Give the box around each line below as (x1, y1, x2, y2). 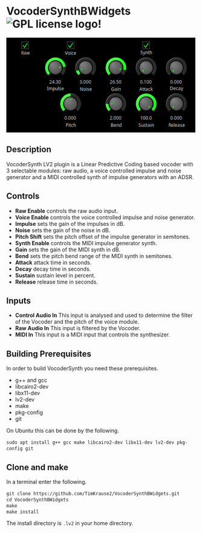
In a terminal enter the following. (6, 478, 87, 485)
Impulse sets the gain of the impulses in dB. (15, 220, 125, 227)
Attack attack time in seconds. (15, 259, 92, 266)
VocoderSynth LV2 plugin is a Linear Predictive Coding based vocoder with (6, 160, 194, 168)
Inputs (6, 296, 31, 306)
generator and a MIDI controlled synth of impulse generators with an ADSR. (6, 173, 194, 180)
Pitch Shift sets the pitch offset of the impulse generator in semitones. (15, 233, 191, 240)
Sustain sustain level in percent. (15, 271, 96, 279)
